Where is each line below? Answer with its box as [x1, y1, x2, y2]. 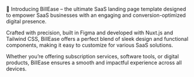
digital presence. [6, 18, 47, 24]
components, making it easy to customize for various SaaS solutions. [6, 41, 173, 48]
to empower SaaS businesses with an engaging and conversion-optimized [6, 12, 186, 19]
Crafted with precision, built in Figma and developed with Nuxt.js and [6, 29, 173, 36]
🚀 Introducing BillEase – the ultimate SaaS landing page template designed [6, 6, 186, 12]
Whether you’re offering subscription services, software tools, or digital [6, 53, 179, 60]
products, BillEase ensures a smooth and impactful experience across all [6, 59, 182, 66]
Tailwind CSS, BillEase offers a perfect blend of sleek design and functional [6, 36, 189, 42]
